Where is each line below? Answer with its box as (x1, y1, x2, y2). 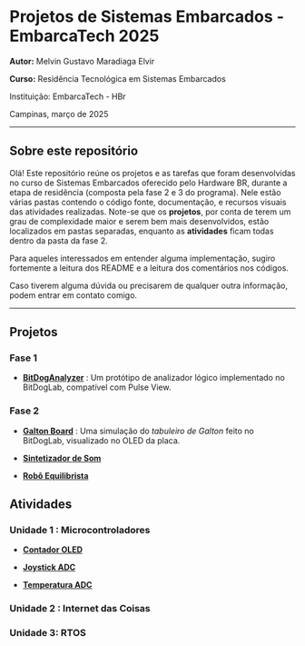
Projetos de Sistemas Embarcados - (9, 6, 284, 27)
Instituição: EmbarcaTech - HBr (9, 91, 126, 102)
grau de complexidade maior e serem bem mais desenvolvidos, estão (9, 215, 270, 226)
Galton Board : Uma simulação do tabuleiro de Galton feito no (22, 425, 254, 436)
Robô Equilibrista (22, 470, 89, 481)
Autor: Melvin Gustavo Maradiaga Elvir (9, 55, 155, 66)
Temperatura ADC (22, 580, 93, 591)
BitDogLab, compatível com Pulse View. (22, 382, 172, 393)
